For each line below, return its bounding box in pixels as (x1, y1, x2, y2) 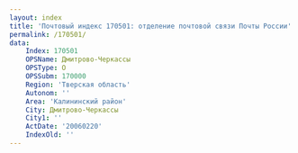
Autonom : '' (25, 88, 70, 97)
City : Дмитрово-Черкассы (25, 105, 119, 114)
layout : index (9, 13, 63, 22)
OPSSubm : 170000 (25, 72, 87, 81)
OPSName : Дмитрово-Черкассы (25, 55, 131, 64)
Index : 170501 (25, 47, 78, 56)
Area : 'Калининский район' (25, 96, 127, 106)
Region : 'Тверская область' (25, 80, 131, 89)
